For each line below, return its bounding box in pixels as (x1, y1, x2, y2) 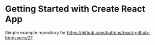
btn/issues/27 (5, 35, 33, 41)
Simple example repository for (5, 30, 66, 35)
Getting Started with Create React (5, 3, 146, 15)
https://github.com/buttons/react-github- (67, 30, 150, 35)
